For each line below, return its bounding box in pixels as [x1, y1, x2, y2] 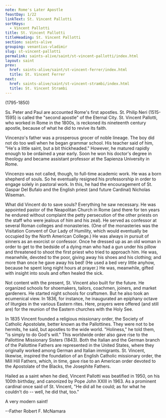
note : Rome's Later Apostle [5, 7, 63, 12]
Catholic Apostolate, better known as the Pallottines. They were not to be [5, 321, 155, 327]
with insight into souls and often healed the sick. [5, 270, 104, 276]
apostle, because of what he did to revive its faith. [5, 125, 108, 131]
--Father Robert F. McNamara [5, 408, 66, 414]
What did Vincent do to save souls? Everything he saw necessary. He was [5, 201, 156, 207]
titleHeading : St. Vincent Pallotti [5, 35, 81, 40]
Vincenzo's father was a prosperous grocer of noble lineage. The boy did [5, 135, 155, 141]
